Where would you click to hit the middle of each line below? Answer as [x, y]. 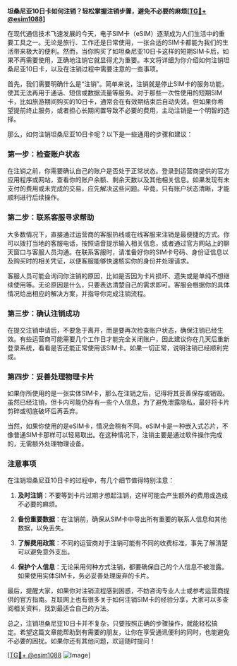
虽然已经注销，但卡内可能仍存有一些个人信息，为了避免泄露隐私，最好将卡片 [119, 403]
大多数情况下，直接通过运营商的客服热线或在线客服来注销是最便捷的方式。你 [119, 234]
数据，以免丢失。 [42, 528]
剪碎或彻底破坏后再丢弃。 [44, 411]
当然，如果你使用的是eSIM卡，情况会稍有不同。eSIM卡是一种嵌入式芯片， [115, 426]
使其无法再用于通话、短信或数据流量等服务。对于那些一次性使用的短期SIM [115, 93]
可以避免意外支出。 [45, 552]
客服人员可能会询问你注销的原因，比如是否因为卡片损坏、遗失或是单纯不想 [115, 275]
